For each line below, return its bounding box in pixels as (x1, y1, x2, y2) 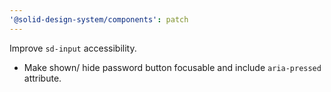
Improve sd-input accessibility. (9, 42, 137, 54)
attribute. (23, 72, 62, 84)
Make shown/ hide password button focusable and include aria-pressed (23, 61, 322, 73)
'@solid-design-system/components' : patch (9, 14, 189, 25)
